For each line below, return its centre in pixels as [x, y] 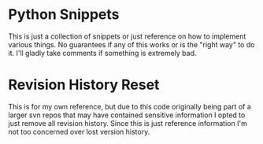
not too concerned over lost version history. [79, 131]
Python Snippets [64, 15]
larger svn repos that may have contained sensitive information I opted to [127, 115]
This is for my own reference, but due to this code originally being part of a [130, 106]
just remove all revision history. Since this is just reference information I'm [128, 123]
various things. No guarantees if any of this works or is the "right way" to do [131, 44]
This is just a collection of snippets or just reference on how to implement [127, 36]
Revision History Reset [84, 85]
